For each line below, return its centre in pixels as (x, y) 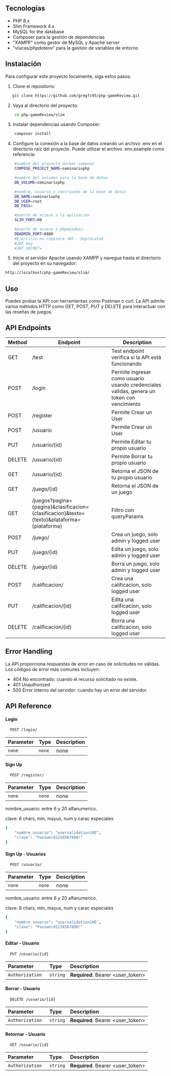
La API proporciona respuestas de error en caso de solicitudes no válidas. (83, 663)
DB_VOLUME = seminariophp (40, 182)
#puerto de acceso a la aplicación (52, 215)
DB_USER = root (28, 201)
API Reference (28, 706)
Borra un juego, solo (135, 563)
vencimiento (126, 404)
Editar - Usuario (22, 943)
